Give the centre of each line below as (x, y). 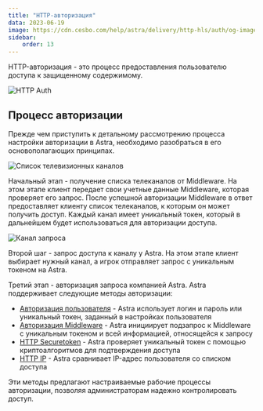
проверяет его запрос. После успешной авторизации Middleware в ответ (130, 198)
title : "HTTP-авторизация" (52, 15)
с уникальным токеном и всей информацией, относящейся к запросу (136, 333)
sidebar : (22, 37)
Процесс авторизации (66, 115)
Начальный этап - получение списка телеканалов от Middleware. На (122, 180)
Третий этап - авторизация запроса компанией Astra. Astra (107, 285)
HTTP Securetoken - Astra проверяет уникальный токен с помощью (133, 341)
